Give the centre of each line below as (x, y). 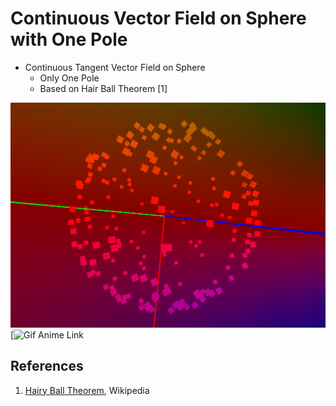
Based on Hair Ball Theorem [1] (103, 88)
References (47, 366)
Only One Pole (69, 78)
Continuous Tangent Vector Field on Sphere (115, 67)
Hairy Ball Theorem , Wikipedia (87, 390)
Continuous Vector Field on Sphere (158, 18)
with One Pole (69, 39)
